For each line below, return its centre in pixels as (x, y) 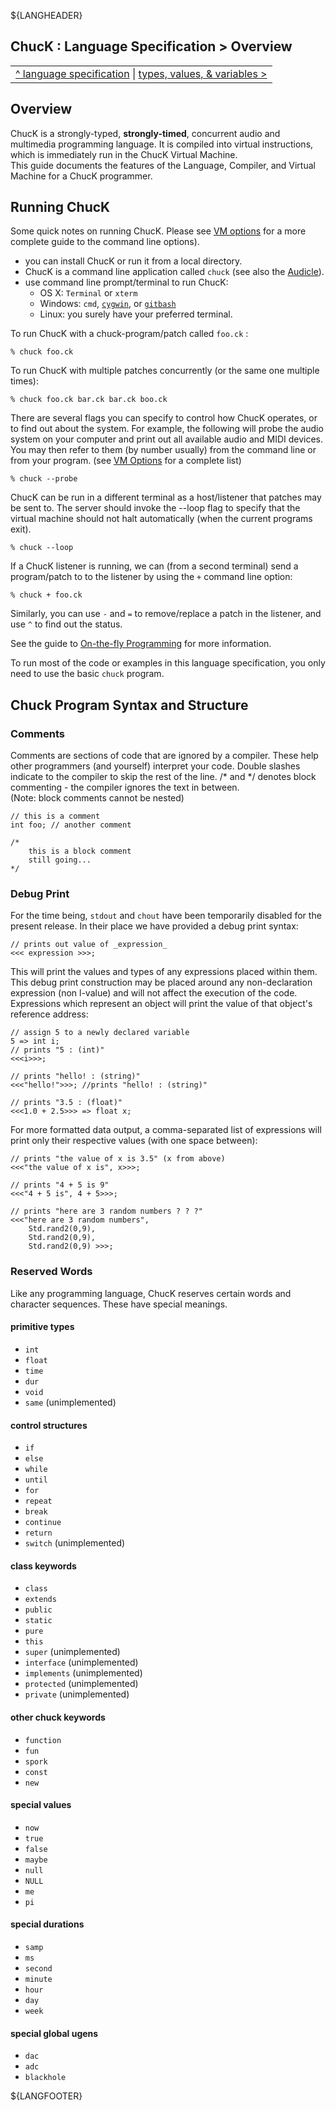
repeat (38, 1501)
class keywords (43, 1566)
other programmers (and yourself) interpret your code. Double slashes (155, 766)
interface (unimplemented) (81, 1662)
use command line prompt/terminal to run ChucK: (126, 282)
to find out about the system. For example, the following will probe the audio (167, 429)
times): (24, 381)
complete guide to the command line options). (105, 242)
